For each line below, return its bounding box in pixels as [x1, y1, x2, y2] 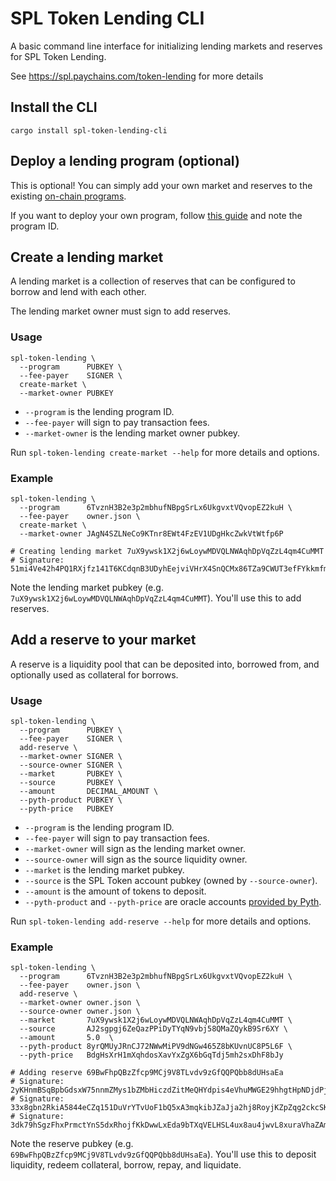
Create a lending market [10, 248, 164, 266]
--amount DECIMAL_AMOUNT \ [19, 787, 159, 797]
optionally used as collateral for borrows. [10, 668, 179, 681]
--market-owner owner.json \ [19, 998, 141, 1008]
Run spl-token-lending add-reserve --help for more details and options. [10, 915, 312, 927]
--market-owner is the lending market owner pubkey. [24, 427, 241, 439]
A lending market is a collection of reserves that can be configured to [10, 275, 296, 287]
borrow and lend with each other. [10, 286, 147, 298]
